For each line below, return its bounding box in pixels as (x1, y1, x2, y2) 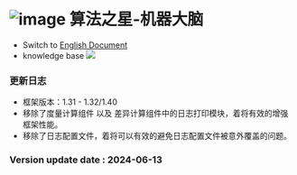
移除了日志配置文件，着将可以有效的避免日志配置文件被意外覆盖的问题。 (22, 131, 292, 142)
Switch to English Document (22, 39, 128, 51)
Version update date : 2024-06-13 (9, 153, 162, 166)
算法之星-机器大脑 (69, 9, 204, 30)
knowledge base (22, 50, 85, 60)
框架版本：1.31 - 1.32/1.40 (22, 97, 117, 107)
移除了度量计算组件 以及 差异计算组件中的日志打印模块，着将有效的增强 (22, 108, 289, 119)
